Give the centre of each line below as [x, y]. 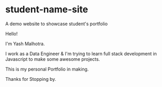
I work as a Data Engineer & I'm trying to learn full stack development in [81, 54]
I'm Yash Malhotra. [25, 43]
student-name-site [47, 10]
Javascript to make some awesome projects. [53, 59]
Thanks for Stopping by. [31, 79]
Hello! [12, 33]
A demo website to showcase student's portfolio [57, 24]
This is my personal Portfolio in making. [47, 69]
